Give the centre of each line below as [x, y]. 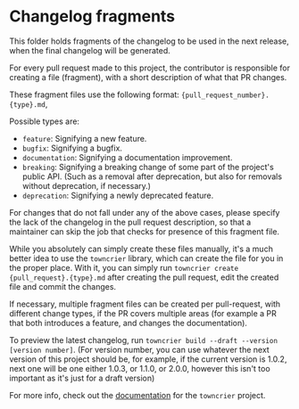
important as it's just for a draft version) [82, 378]
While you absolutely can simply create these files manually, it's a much [141, 249]
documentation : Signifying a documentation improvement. [127, 157]
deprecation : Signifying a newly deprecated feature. [118, 195]
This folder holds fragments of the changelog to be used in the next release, [149, 41]
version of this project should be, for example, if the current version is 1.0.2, [148, 359]
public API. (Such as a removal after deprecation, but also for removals [152, 176]
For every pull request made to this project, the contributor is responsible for [149, 68]
